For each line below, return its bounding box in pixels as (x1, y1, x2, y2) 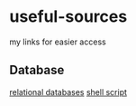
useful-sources (9, 6, 128, 27)
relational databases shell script (9, 86, 128, 97)
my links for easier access (9, 36, 106, 47)
